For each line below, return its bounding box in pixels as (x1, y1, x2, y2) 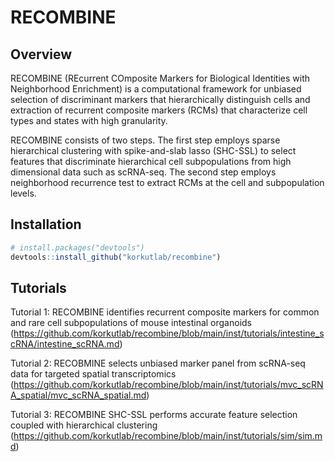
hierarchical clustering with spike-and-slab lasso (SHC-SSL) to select (10, 145, 297, 156)
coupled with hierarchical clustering (10, 419, 158, 431)
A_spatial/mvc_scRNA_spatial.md (10, 389, 147, 401)
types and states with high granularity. (10, 115, 168, 126)
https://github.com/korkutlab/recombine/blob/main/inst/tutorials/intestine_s (13, 327, 325, 340)
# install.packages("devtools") (10, 242, 145, 253)
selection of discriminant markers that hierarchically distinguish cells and (10, 94, 311, 105)
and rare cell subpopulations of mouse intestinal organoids (10, 317, 252, 329)
